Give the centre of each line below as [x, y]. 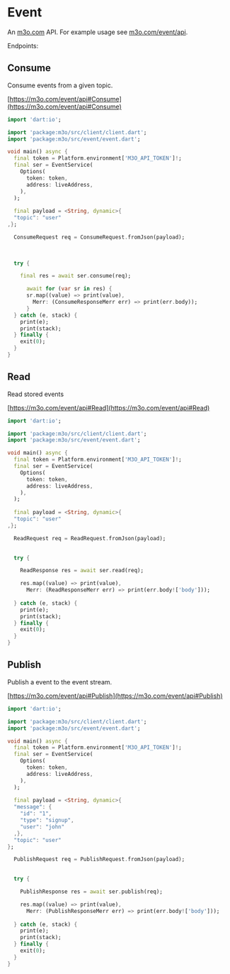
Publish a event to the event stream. [60, 682]
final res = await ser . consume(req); [76, 276]
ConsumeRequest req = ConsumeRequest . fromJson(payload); [99, 237]
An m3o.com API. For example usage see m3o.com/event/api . [98, 32]
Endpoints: [23, 45]
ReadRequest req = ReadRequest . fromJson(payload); [90, 538]
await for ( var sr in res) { [69, 289]
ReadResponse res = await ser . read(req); [82, 571]
